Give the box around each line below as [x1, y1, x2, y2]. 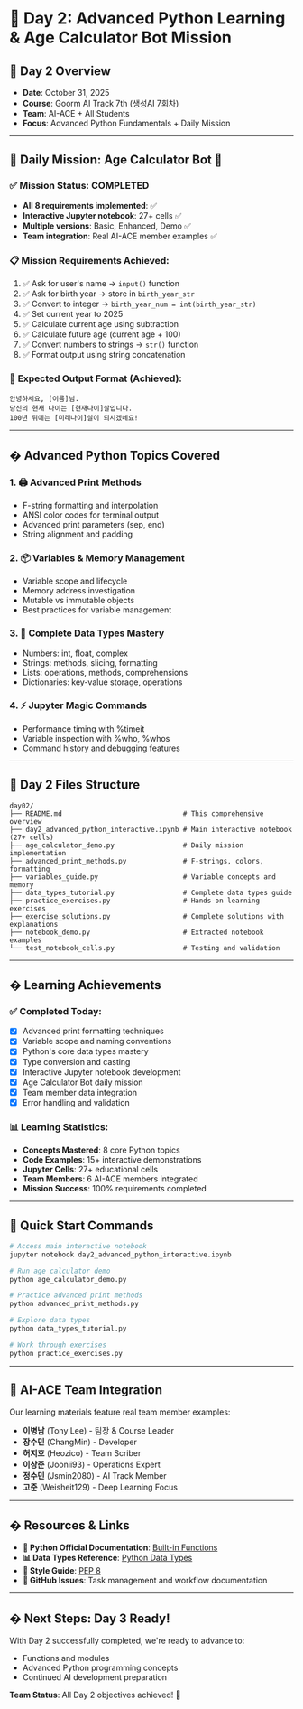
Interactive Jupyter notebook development [22, 1066, 181, 1078]
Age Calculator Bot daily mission [22, 1077, 143, 1088]
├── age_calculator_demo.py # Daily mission [9, 840, 244, 850]
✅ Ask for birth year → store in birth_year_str [22, 288, 196, 299]
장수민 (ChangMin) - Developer [22, 1436, 137, 1447]
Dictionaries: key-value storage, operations [22, 677, 183, 687]
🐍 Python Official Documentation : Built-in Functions [22, 1542, 218, 1553]
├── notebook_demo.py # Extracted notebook [9, 928, 264, 937]
